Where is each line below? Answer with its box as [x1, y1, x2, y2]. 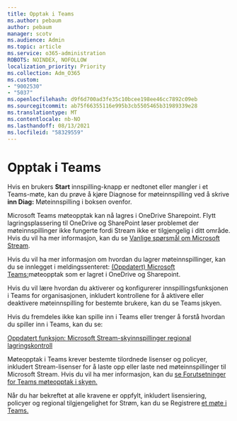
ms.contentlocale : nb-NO [7, 115, 81, 122]
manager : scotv [7, 30, 52, 38]
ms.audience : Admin [7, 37, 65, 44]
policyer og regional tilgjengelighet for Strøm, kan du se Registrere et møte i [7, 399, 228, 408]
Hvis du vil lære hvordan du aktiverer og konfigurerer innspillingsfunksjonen [7, 284, 229, 292]
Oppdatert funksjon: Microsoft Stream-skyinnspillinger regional [7, 334, 192, 342]
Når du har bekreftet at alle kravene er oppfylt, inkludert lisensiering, [7, 391, 207, 400]
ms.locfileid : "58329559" [7, 129, 83, 136]
